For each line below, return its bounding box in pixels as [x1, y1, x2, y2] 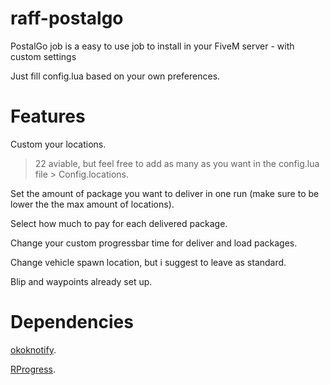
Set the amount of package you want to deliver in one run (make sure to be [10, 187, 320, 199]
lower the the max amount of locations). [10, 198, 175, 210]
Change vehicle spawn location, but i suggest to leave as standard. [10, 256, 287, 268]
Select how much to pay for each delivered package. [10, 217, 228, 229]
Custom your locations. [10, 138, 107, 150]
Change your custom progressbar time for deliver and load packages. [10, 237, 298, 249]
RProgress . [10, 363, 56, 375]
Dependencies [10, 311, 134, 334]
